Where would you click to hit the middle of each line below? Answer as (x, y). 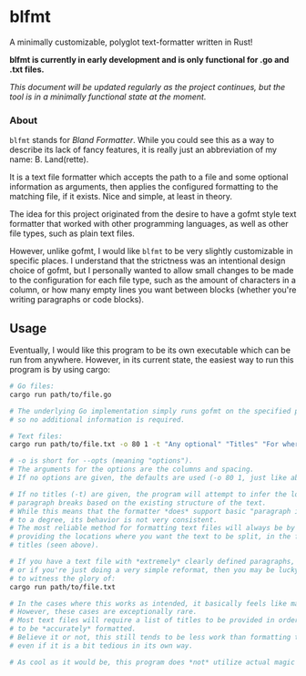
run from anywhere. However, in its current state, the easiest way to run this (152, 360)
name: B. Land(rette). (49, 159)
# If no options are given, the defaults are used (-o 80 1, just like (148, 478)
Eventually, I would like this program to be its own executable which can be (150, 350)
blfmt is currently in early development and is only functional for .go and (149, 59)
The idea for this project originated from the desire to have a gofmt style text (153, 214)
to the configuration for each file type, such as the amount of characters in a (153, 281)
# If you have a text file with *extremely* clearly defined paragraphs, (153, 562)
